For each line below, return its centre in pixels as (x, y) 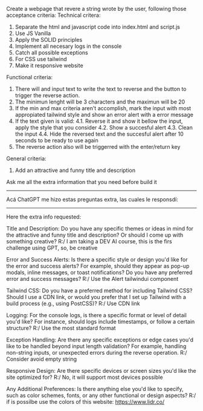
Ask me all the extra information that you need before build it (82, 182)
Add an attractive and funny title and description (75, 170)
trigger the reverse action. (47, 95)
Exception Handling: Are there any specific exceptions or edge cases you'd (100, 340)
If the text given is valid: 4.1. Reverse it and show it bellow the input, (99, 121)
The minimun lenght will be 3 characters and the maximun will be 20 (100, 102)
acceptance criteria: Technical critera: (53, 15)
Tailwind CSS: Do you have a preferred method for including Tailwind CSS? (99, 291)
